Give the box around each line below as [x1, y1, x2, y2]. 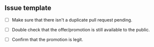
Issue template [4, 4, 51, 12]
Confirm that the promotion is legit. [11, 36, 84, 42]
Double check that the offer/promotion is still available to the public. [11, 26, 150, 32]
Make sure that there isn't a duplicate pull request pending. [11, 17, 132, 23]
